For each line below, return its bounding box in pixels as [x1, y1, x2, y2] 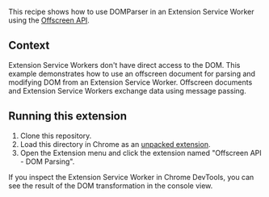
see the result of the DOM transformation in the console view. [8, 181, 213, 191]
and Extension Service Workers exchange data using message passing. [8, 86, 246, 95]
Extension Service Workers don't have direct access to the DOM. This [8, 60, 241, 69]
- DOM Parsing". [19, 157, 75, 166]
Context [8, 39, 50, 52]
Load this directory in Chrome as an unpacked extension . [19, 139, 211, 149]
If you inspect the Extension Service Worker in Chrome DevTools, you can [8, 172, 254, 182]
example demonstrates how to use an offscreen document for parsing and [8, 69, 256, 78]
